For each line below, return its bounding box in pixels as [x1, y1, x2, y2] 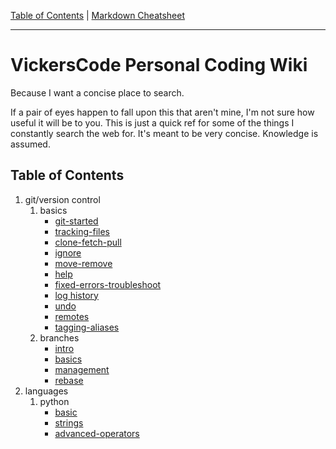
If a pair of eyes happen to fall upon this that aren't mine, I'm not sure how [10, 106, 315, 118]
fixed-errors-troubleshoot [54, 278, 162, 290]
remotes [54, 310, 90, 322]
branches [39, 331, 80, 344]
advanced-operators [54, 427, 140, 439]
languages [24, 385, 69, 397]
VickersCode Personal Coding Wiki [10, 54, 308, 77]
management [54, 363, 110, 375]
